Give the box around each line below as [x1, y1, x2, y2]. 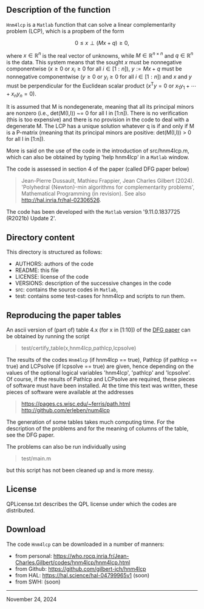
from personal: [15, 552, 52, 559]
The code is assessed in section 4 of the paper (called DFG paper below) [6, 165, 189, 172]
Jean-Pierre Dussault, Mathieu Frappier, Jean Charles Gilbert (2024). [21, 177, 194, 185]
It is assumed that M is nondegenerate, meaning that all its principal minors [6, 103, 194, 111]
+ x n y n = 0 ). [6, 90, 36, 99]
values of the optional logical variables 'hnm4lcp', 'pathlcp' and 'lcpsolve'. [6, 369, 191, 376]
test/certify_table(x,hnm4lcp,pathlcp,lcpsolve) [21, 344, 137, 352]
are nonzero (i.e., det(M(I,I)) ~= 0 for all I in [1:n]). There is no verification [6, 109, 188, 117]
